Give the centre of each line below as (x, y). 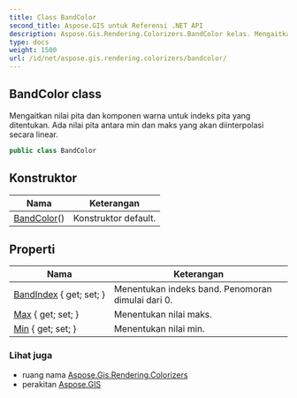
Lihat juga (31, 356)
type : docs (29, 42)
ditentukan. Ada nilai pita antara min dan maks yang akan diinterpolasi (137, 125)
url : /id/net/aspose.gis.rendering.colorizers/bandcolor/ (118, 58)
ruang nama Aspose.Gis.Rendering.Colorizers (105, 375)
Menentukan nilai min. (159, 329)
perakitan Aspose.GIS (61, 384)
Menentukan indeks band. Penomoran (193, 289)
